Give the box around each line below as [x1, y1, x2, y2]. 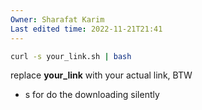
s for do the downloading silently [24, 89, 160, 101]
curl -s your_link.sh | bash [10, 51, 132, 61]
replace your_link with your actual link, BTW [10, 69, 193, 81]
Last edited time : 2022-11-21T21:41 [10, 24, 163, 34]
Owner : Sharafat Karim [10, 14, 105, 25]
